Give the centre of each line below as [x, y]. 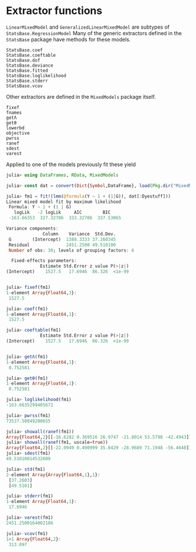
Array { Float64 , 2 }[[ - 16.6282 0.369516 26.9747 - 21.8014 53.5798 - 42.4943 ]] [99, 437]
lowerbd [15, 128]
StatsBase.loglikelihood [36, 75]
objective [18, 133]
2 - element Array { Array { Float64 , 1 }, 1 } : [53, 475]
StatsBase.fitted [27, 70]
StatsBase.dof [23, 60]
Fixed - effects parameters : [44, 261]
